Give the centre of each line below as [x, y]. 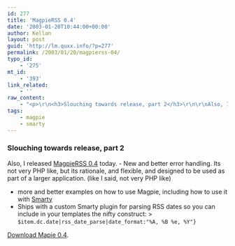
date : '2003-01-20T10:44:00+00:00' [59, 26]
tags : [15, 111]
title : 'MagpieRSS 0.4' [42, 20]
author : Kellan [29, 33]
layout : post [26, 40]
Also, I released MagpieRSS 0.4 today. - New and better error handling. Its [114, 163]
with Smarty [35, 199]
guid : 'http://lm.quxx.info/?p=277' [60, 46]
